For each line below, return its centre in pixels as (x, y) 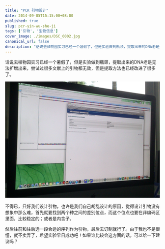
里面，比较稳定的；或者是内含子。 (40, 218)
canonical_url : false (27, 42)
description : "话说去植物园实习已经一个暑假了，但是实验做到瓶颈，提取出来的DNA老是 (82, 47)
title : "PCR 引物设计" (27, 10)
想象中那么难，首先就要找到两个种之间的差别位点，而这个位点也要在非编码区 (82, 212)
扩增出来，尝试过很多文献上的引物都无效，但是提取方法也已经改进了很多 (82, 68)
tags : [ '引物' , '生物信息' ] (31, 31)
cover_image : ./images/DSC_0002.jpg (42, 36)
